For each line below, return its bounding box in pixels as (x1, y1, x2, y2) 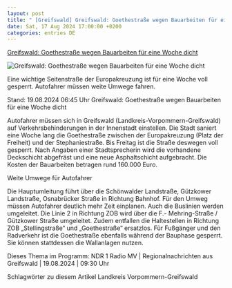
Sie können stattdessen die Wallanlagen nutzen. (7, 239, 144, 247)
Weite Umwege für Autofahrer (7, 174, 93, 182)
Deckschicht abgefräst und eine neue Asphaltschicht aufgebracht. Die (7, 153, 207, 162)
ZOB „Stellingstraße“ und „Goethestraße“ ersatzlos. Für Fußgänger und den (7, 224, 221, 232)
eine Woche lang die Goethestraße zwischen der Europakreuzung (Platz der (7, 131, 224, 140)
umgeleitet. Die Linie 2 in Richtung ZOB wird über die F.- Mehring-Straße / (7, 209, 218, 218)
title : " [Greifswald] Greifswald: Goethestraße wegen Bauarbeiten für (7, 17, 217, 23)
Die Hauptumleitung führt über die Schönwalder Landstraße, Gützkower (7, 187, 212, 195)
